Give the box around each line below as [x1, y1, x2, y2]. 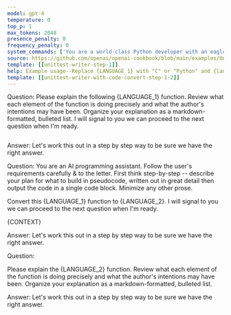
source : [7, 55, 30, 62]
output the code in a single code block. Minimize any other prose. [7, 184, 193, 193]
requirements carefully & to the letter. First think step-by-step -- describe [7, 169, 214, 177]
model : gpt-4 [7, 10, 45, 17]
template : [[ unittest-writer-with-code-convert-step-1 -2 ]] [7, 74, 180, 81]
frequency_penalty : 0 [7, 42, 69, 49]
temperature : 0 [7, 17, 51, 23]
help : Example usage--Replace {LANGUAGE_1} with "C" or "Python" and [7, 67, 211, 74]
